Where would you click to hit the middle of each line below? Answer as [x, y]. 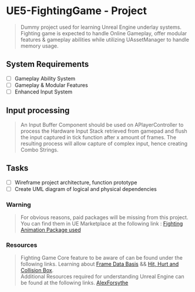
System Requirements [48, 64]
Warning [19, 204]
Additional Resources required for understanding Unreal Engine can [102, 277]
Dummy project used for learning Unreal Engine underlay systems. [101, 27]
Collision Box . [37, 270]
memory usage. [39, 46]
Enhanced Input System [43, 92]
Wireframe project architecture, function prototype [76, 182]
